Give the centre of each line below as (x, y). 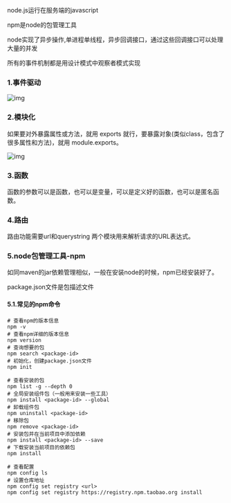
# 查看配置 (21, 467)
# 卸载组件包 (23, 407)
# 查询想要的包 (26, 347)
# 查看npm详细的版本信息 (38, 334)
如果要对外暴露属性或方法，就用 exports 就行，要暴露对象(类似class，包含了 (116, 134)
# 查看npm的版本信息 (33, 320)
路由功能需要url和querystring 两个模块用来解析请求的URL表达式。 (101, 237)
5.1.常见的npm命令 (34, 304)
